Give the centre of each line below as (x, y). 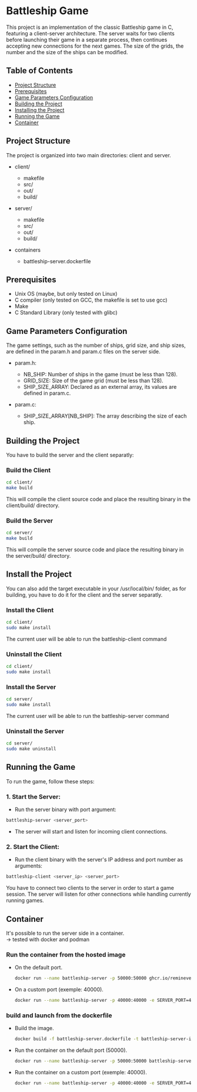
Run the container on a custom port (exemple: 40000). (81, 1073)
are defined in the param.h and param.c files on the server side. (83, 352)
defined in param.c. (47, 393)
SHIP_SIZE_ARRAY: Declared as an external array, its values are (100, 387)
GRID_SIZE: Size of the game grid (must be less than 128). (93, 380)
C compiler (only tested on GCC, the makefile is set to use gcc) (91, 300)
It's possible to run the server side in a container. (65, 933)
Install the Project (39, 575)
